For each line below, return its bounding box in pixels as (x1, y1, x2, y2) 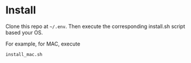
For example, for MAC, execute (5, 40, 80, 47)
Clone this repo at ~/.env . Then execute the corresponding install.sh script (5, 23, 185, 30)
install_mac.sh (5, 51, 43, 57)
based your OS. (5, 29, 43, 36)
